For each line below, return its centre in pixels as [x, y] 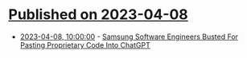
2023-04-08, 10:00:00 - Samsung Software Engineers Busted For [129, 37]
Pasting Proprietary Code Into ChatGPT [85, 44]
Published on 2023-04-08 [99, 15]
